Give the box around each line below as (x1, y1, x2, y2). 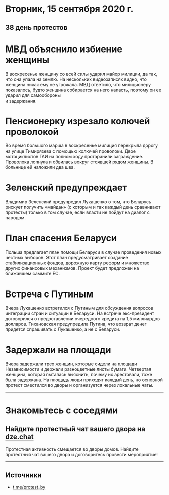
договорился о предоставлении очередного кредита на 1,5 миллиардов (5, 316, 160, 322)
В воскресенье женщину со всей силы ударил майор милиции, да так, (5, 71, 157, 77)
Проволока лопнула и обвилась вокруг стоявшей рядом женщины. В (5, 159, 154, 165)
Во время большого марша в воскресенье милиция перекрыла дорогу (5, 142, 158, 149)
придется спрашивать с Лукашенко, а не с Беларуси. (5, 326, 121, 332)
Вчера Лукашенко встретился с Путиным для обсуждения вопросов (5, 305, 153, 311)
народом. (5, 215, 26, 221)
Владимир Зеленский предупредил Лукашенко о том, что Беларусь (5, 199, 152, 205)
